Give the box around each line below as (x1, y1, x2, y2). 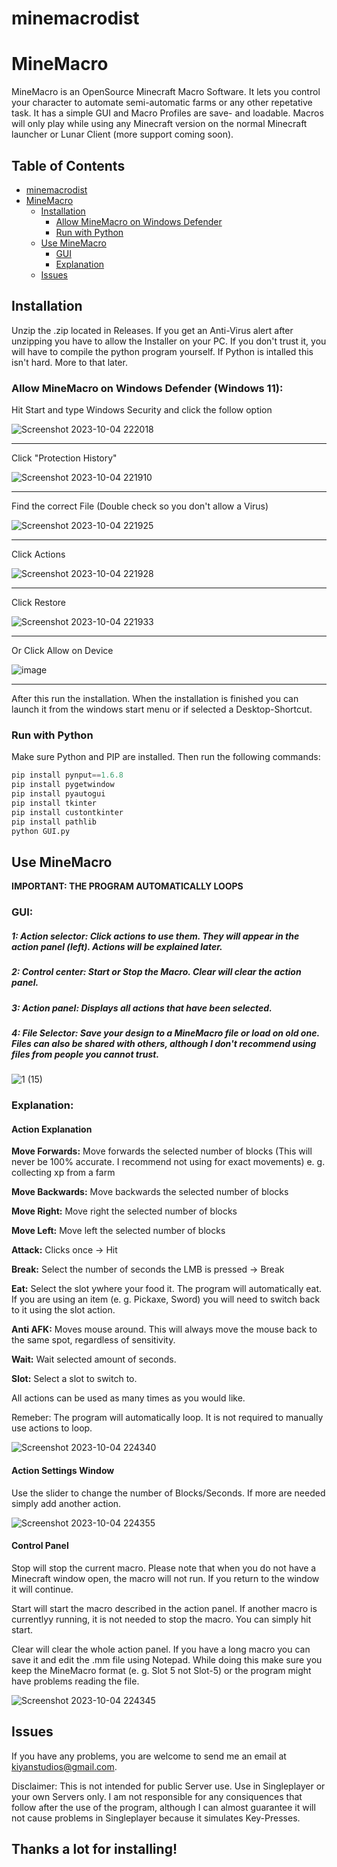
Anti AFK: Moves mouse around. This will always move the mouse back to (11, 1323, 318, 1336)
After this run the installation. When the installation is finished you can (11, 693, 299, 705)
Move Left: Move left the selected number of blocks (11, 1225, 226, 1237)
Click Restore (11, 597, 67, 609)
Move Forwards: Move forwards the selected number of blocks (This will (11, 1145, 313, 1157)
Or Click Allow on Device (11, 645, 114, 657)
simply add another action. (11, 1497, 122, 1509)
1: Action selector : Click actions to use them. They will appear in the (11, 930, 300, 942)
